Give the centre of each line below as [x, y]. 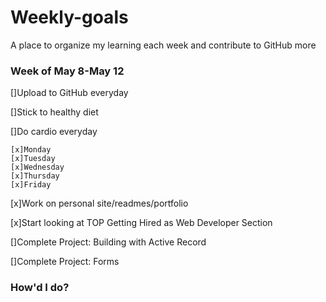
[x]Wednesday [37, 167]
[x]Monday [31, 150]
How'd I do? [40, 288]
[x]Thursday [35, 176]
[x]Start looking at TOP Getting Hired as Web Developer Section [141, 223]
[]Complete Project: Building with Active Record [108, 242]
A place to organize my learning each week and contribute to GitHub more [163, 45]
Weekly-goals [69, 17]
